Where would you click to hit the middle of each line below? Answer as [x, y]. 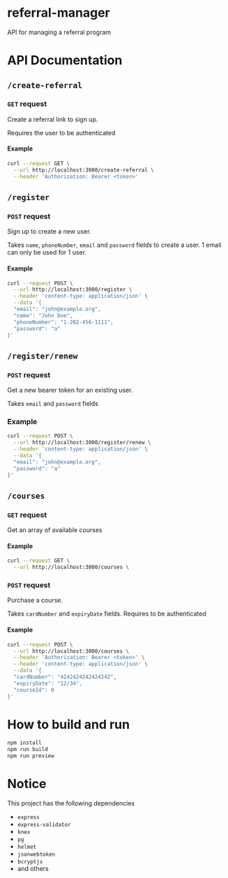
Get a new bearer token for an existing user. [70, 390]
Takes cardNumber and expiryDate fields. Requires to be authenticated [107, 614]
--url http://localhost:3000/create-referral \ [84, 170]
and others [33, 869]
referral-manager [59, 13]
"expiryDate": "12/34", [48, 683]
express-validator [44, 825]
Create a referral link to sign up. [53, 119]
